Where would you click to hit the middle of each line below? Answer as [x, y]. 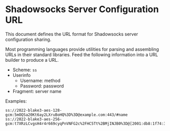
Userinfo [22, 75]
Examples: [16, 101]
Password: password [42, 86]
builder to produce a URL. [32, 60]
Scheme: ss [25, 70]
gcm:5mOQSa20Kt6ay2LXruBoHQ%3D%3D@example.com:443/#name [67, 115]
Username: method [40, 80]
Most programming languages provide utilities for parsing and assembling [82, 49]
